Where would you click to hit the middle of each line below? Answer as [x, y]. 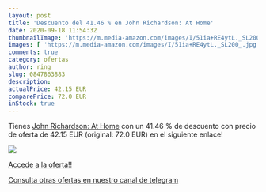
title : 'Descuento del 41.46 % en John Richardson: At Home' [111, 23]
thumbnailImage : [35, 38]
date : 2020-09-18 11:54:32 [53, 30]
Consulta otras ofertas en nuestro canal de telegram [93, 180]
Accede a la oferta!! [40, 165]
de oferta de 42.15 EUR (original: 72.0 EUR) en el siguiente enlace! [116, 134]
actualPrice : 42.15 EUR [47, 89]
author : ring [30, 67]
